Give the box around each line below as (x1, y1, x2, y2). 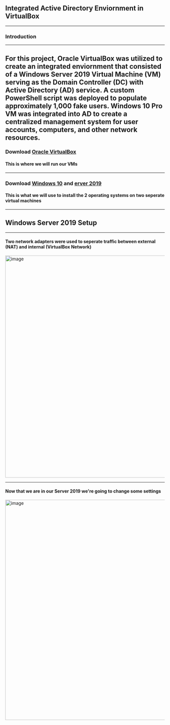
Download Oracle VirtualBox (5, 148, 77, 155)
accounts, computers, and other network (5, 125, 138, 134)
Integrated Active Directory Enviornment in (5, 4, 144, 13)
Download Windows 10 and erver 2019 (5, 180, 102, 187)
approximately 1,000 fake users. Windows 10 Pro (5, 101, 163, 110)
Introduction (5, 33, 36, 40)
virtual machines (5, 197, 41, 204)
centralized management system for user (5, 117, 139, 126)
